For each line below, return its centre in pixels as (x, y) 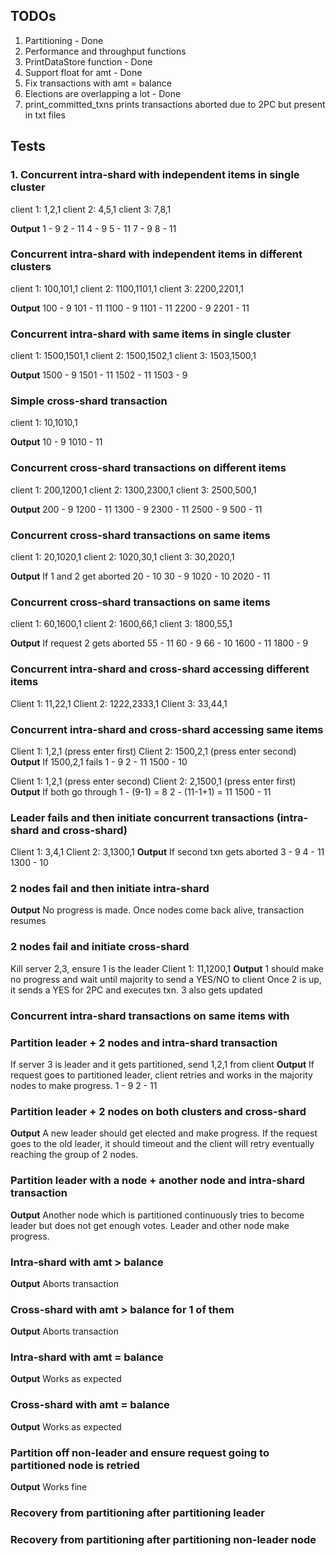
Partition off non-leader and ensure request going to (140, 1452)
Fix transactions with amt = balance (98, 83)
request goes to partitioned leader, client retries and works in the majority (161, 1075)
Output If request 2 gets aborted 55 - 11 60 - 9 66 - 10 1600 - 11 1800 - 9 (159, 643)
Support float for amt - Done (83, 72)
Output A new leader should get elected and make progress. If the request (164, 1133)
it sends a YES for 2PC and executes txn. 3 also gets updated (136, 990)
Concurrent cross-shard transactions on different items (148, 468)
